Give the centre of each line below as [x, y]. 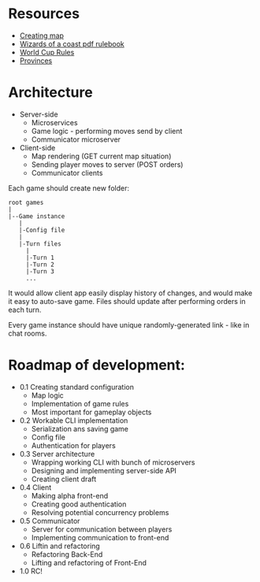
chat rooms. [28, 333]
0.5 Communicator [50, 521]
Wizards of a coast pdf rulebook [72, 43]
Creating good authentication [79, 504]
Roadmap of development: [97, 365]
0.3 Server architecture [57, 454]
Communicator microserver [76, 139]
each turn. [25, 310]
